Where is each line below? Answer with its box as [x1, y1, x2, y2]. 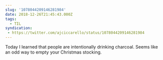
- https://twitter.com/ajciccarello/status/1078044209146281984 [7, 30, 144, 35]
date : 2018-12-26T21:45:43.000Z [5, 12, 73, 17]
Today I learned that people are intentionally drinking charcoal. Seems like [5, 44, 158, 50]
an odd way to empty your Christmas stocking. [5, 49, 102, 55]
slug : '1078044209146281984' [5, 7, 66, 12]
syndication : [5, 26, 33, 31]
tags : [5, 16, 17, 21]
